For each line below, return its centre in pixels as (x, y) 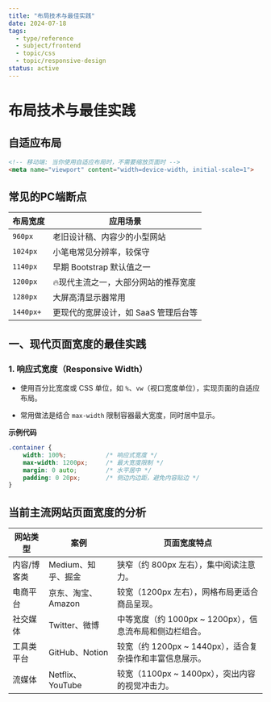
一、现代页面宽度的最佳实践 (77, 344)
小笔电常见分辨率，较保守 (102, 253)
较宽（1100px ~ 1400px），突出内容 (186, 674)
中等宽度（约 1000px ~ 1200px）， (183, 620)
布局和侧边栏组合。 (169, 632)
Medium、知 (72, 565)
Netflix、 (65, 675)
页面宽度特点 (188, 543)
